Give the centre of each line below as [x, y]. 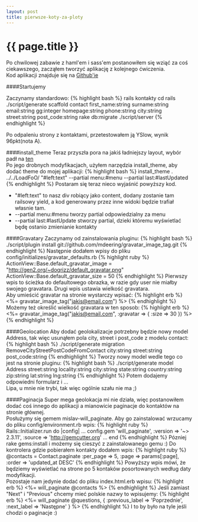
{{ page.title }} [43, 46]
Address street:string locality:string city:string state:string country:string [94, 369]
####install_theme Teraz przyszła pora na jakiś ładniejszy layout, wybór [94, 153]
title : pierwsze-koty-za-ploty [45, 17]
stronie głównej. [26, 413]
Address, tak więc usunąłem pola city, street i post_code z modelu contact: [98, 338]
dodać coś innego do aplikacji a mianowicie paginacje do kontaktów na [92, 406]
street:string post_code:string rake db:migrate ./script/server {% [84, 117]
